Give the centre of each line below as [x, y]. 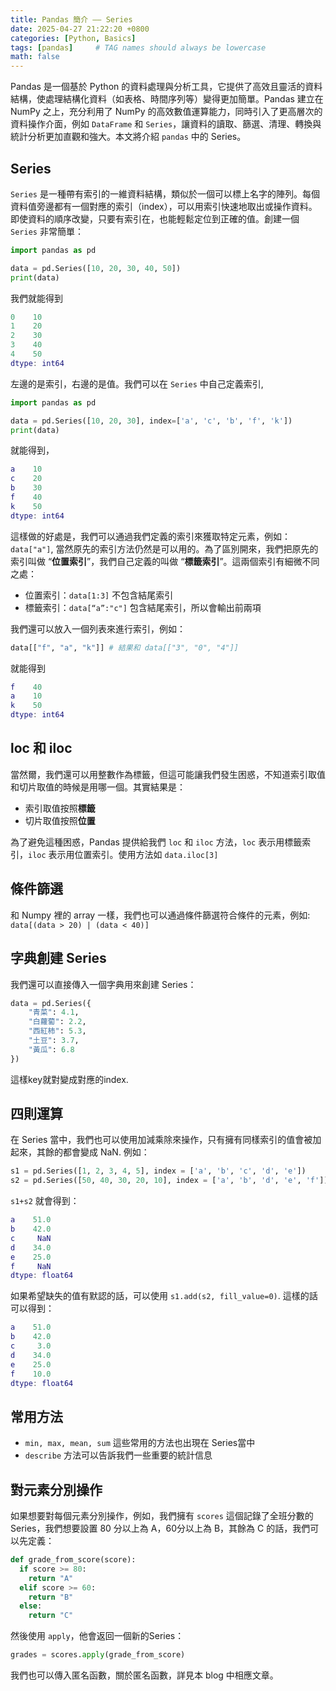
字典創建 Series [58, 958]
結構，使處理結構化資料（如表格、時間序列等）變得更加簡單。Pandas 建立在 [167, 99]
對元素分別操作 [56, 1489]
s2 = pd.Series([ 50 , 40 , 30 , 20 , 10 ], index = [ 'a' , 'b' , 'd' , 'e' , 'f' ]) [169, 1181]
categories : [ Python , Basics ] [73, 38]
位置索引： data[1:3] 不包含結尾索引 [99, 595]
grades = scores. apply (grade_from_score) [98, 1655]
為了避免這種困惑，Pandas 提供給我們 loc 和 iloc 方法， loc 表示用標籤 [156, 842]
